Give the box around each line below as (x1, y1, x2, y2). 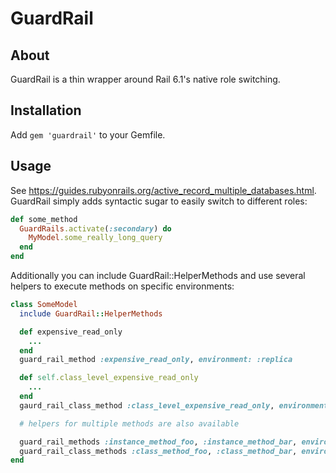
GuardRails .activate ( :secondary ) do (19, 223, 172, 234)
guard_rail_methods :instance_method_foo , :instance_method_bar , (19, 437, 298, 447)
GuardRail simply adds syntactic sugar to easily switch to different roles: (10, 195, 308, 207)
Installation (10, 102, 82, 119)
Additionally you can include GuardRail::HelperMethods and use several (10, 270, 306, 281)
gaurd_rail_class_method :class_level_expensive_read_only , (19, 400, 275, 411)
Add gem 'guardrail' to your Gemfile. (10, 128, 166, 141)
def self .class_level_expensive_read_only (19, 373, 199, 383)
